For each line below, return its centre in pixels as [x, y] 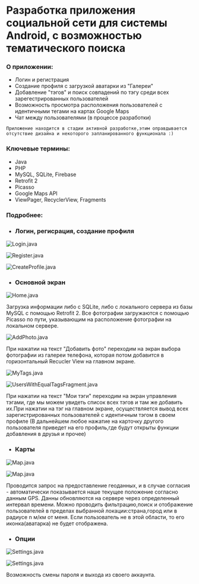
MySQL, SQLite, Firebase [45, 174]
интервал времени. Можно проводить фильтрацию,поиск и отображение [99, 504]
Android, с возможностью [74, 36]
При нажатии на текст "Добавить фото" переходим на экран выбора [94, 349]
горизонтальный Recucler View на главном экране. [71, 362]
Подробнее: [25, 215]
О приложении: [30, 67]
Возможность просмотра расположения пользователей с [89, 105]
